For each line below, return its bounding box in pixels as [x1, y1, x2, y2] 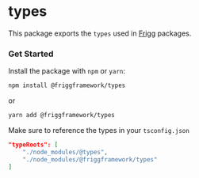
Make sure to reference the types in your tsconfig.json [8, 125, 190, 134]
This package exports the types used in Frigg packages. [8, 28, 192, 38]
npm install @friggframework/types [8, 81, 126, 89]
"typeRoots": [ [8, 141, 59, 149]
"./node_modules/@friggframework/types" [22, 155, 158, 164]
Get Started [8, 48, 54, 59]
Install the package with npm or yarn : [8, 66, 125, 76]
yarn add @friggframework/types [8, 112, 115, 119]
